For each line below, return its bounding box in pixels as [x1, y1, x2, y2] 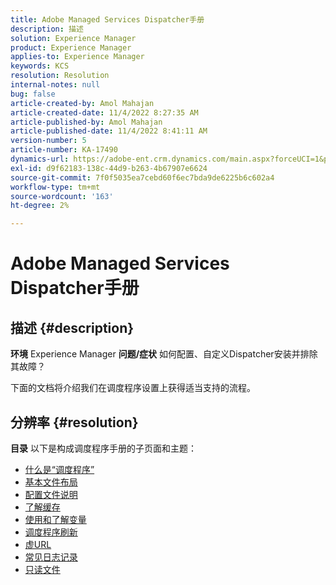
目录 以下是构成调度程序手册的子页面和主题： [10, 442, 197, 454]
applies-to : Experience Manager [10, 52, 145, 62]
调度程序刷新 [24, 526, 78, 538]
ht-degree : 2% [10, 201, 70, 211]
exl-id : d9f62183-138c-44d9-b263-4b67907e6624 [10, 163, 208, 173]
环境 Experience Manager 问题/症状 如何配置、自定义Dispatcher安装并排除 [10, 348, 318, 360]
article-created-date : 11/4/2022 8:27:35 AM [10, 107, 199, 118]
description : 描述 [10, 24, 84, 34]
